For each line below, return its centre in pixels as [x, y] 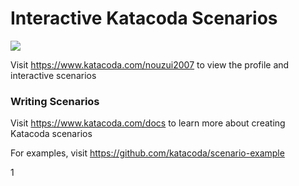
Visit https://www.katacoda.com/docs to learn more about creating [148, 123]
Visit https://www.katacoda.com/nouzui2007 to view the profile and [150, 64]
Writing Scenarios [55, 101]
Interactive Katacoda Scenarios [144, 18]
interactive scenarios [53, 75]
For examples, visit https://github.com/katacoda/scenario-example [147, 153]
